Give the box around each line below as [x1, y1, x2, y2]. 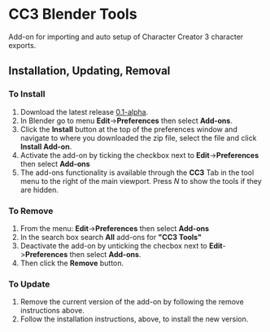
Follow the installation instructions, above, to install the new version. [20, 314, 249, 324]
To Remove [8, 205, 54, 216]
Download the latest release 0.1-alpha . [20, 107, 149, 116]
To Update [8, 278, 50, 290]
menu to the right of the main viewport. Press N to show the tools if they [20, 176, 262, 186]
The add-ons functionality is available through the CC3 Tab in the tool [20, 168, 255, 177]
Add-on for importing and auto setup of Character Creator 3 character [8, 32, 244, 41]
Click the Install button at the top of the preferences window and [20, 124, 237, 134]
